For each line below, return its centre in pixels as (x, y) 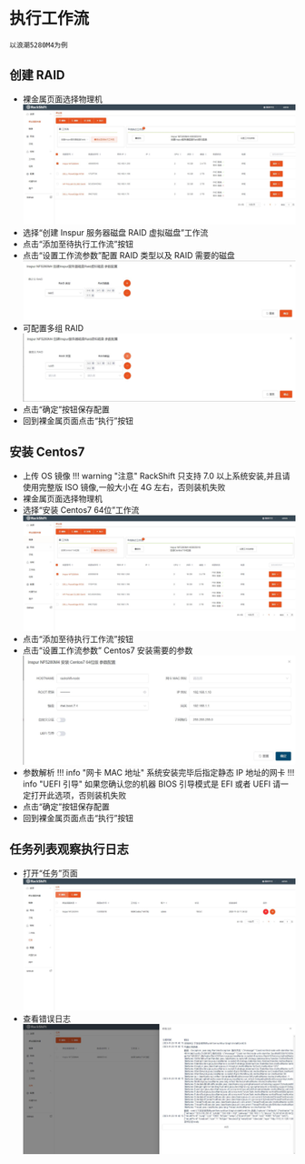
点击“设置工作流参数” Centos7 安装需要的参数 (108, 650)
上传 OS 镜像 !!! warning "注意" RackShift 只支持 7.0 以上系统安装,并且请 (156, 476)
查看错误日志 (46, 1018)
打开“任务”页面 (50, 873)
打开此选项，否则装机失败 (79, 795)
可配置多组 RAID (53, 328)
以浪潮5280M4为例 (39, 45)
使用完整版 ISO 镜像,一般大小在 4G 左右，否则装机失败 (124, 487)
